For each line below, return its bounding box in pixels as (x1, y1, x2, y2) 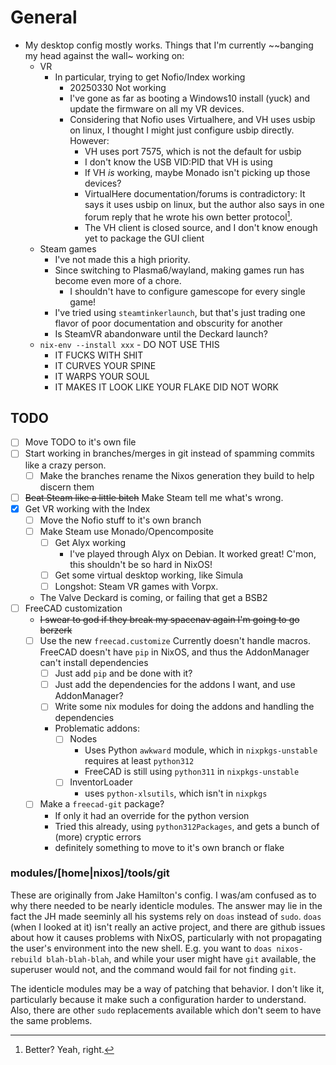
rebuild (10, 954, 43, 965)
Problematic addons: (54, 722, 141, 735)
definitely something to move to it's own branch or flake (54, 841, 285, 853)
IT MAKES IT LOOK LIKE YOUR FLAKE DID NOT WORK (54, 381, 279, 393)
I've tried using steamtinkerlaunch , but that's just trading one (54, 306, 306, 318)
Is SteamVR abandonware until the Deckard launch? (54, 327, 269, 340)
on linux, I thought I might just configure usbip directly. (69, 124, 295, 136)
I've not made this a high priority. (54, 253, 191, 265)
